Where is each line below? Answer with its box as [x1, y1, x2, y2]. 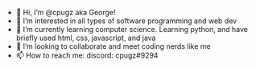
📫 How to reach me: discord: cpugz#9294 [15, 50, 159, 60]
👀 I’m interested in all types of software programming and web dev [15, 16, 237, 26]
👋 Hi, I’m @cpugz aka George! [15, 8, 116, 17]
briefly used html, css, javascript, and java [15, 33, 156, 42]
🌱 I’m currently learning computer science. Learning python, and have [15, 25, 248, 34]
